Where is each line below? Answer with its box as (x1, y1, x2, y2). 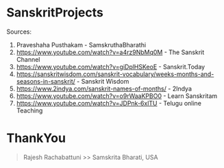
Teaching (16, 106, 43, 115)
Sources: (6, 27, 32, 36)
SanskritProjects (6, 5, 103, 21)
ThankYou (6, 130, 66, 146)
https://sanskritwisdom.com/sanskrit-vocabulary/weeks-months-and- (16, 70, 214, 78)
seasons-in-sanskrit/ (16, 77, 76, 85)
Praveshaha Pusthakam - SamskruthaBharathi (16, 40, 147, 49)
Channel (16, 55, 40, 63)
